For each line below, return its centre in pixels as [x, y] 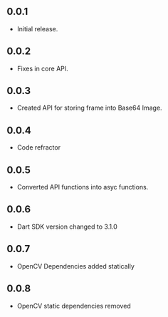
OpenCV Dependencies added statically [75, 266]
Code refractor [39, 147]
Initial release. [37, 28]
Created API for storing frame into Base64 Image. [89, 108]
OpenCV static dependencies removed [74, 306]
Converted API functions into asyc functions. [83, 187]
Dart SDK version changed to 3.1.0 [67, 227]
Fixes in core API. [42, 68]
